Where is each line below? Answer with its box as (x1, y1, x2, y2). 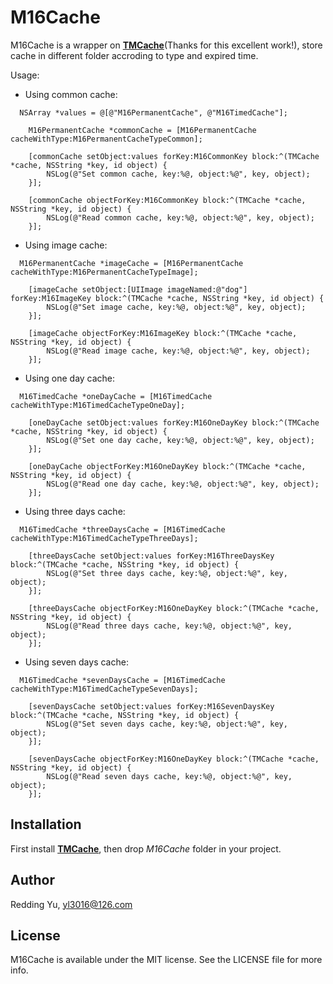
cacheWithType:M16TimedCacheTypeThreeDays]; (10, 533, 199, 543)
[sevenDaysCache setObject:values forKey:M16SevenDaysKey (28, 701, 275, 711)
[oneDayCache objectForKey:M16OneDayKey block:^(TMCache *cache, (28, 461, 307, 471)
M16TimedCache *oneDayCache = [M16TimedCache (19, 391, 213, 401)
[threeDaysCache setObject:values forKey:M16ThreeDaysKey (28, 551, 275, 561)
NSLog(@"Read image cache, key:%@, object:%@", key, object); (46, 346, 311, 356)
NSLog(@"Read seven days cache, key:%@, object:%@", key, (46, 771, 293, 781)
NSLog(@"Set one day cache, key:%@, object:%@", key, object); (46, 435, 315, 445)
